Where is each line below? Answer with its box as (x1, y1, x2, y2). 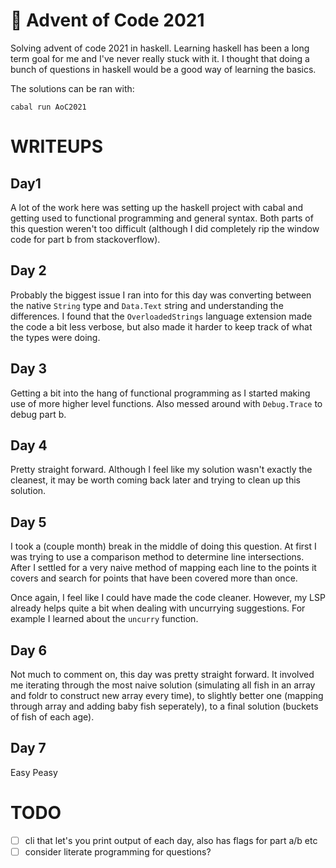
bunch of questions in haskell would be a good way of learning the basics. (10, 63, 317, 75)
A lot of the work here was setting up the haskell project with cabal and (10, 201, 304, 213)
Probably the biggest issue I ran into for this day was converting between (10, 289, 312, 301)
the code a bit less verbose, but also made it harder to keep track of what (10, 320, 313, 333)
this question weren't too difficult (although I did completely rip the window (10, 222, 320, 234)
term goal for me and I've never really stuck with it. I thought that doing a (10, 52, 310, 64)
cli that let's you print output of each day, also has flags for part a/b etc (24, 834, 318, 846)
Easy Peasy (10, 766, 58, 778)
